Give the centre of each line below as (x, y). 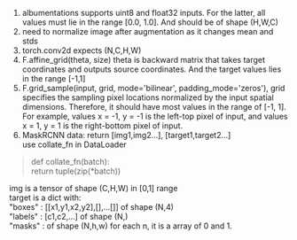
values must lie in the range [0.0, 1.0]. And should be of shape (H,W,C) (150, 22)
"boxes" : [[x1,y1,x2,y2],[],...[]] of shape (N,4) (92, 207)
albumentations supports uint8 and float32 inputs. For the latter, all (144, 13)
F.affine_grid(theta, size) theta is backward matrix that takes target (144, 60)
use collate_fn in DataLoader (74, 144)
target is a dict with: (45, 197)
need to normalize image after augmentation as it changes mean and (148, 31)
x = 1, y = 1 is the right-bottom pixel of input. (102, 126)
